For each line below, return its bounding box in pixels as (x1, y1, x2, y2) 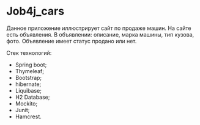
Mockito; (15, 99, 38, 107)
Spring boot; (15, 61, 47, 68)
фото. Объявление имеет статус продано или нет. (6, 37, 137, 45)
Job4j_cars (6, 4, 65, 18)
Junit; (15, 106, 30, 113)
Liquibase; (15, 87, 42, 94)
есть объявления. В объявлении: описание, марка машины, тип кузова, (6, 30, 194, 38)
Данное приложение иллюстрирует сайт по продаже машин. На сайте (6, 24, 191, 32)
